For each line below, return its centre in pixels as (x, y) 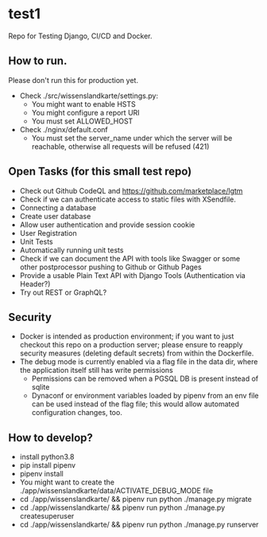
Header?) (35, 284)
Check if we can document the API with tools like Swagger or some (130, 258)
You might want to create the (67, 482)
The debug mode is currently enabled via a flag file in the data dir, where (139, 362)
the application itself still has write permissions (96, 370)
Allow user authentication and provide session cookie (107, 225)
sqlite (41, 387)
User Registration (48, 233)
